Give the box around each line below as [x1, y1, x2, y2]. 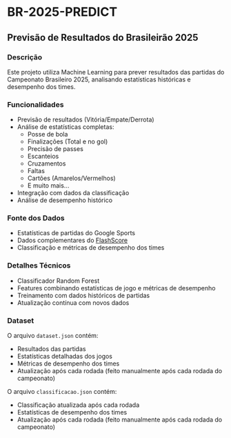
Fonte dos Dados [7, 213, 65, 223]
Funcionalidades [7, 99, 64, 109]
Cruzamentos [27, 159, 66, 168]
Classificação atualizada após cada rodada [17, 401, 140, 409]
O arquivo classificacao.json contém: [7, 388, 117, 396]
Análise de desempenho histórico [17, 196, 112, 204]
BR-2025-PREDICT [7, 4, 118, 20]
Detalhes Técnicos [7, 261, 71, 270]
